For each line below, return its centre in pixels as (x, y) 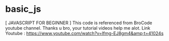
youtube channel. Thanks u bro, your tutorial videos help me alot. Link (78, 28)
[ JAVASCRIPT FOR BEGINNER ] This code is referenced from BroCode (79, 23)
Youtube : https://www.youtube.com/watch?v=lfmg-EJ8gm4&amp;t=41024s (84, 33)
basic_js (23, 9)
